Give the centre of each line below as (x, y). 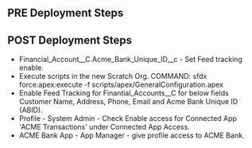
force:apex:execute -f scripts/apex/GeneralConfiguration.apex (121, 85)
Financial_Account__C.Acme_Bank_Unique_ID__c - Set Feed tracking (131, 60)
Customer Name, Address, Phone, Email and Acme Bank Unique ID (128, 102)
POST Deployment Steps (70, 40)
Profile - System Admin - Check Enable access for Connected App (128, 119)
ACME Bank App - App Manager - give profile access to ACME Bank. (132, 135)
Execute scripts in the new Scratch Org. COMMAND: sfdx (113, 76)
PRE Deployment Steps (66, 13)
